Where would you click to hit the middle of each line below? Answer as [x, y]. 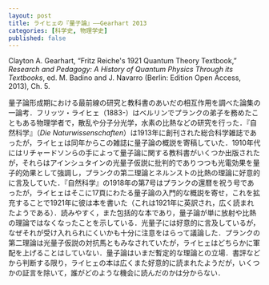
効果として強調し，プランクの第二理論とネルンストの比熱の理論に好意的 [141, 173]
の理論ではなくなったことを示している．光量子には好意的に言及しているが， [134, 223]
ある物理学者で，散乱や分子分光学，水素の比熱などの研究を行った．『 [136, 123]
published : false [37, 38]
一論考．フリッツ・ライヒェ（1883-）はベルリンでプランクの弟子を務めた [130, 113]
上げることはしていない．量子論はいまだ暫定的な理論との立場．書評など [141, 253]
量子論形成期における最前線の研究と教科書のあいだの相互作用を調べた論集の [134, 103]
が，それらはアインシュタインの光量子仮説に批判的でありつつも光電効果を [131, 163]
